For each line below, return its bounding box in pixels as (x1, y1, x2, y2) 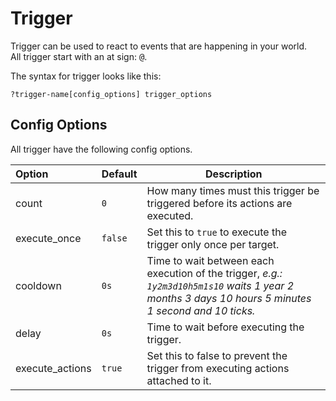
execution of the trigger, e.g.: (146, 266, 283, 280)
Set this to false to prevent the (146, 348, 288, 362)
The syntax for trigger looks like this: (10, 70, 162, 82)
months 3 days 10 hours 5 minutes (146, 291, 312, 305)
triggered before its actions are (146, 196, 293, 210)
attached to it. (146, 373, 212, 387)
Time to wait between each (146, 253, 275, 267)
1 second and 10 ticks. (146, 303, 256, 317)
